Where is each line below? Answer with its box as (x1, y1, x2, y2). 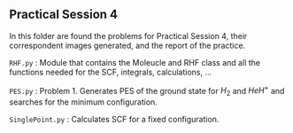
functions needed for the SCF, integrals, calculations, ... (9, 66, 212, 77)
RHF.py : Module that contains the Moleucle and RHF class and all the (9, 57, 261, 67)
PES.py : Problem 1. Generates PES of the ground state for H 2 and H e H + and (9, 83, 285, 98)
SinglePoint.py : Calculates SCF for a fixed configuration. (9, 114, 220, 125)
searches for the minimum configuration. (9, 97, 158, 107)
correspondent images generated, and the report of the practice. (9, 40, 246, 51)
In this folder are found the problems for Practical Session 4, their (9, 30, 248, 41)
